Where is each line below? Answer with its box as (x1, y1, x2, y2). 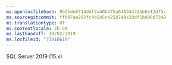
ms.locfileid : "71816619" (6, 36, 70, 42)
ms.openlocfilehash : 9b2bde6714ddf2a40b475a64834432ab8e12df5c (6, 8, 167, 15)
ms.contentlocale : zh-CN (6, 25, 68, 32)
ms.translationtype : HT (6, 20, 65, 26)
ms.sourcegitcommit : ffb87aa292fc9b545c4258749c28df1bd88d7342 (6, 14, 167, 20)
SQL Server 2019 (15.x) (6, 53, 62, 60)
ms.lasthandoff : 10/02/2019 (6, 31, 76, 37)
